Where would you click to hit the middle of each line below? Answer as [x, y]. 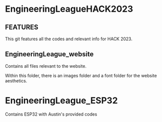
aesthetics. [16, 81]
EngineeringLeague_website [49, 54]
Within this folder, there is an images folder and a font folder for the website [81, 75]
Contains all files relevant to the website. [46, 66]
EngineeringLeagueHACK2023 [69, 9]
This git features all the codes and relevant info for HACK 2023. [69, 39]
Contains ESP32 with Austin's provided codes [51, 114]
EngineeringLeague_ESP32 [61, 100]
